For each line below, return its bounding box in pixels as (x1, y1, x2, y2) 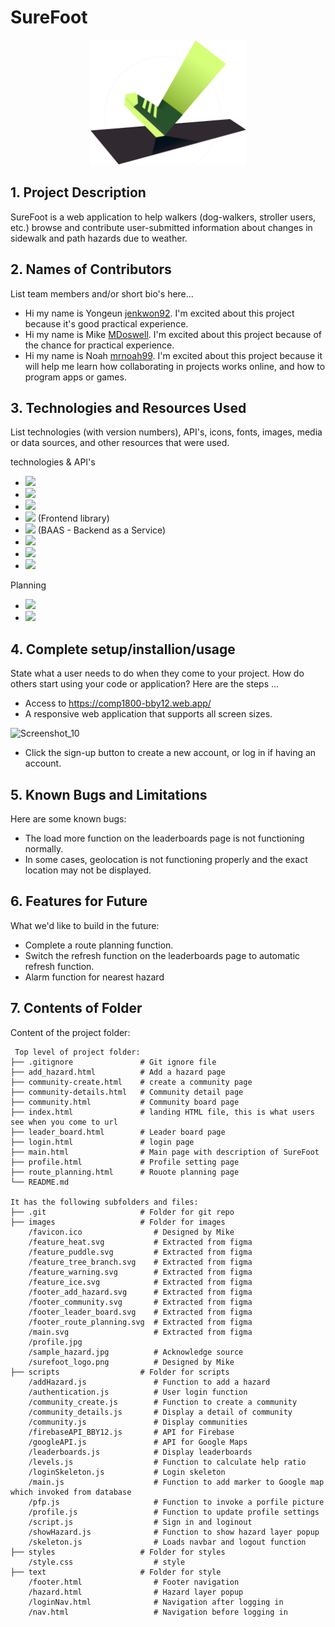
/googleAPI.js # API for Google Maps (28, 1437, 248, 1447)
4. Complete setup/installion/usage (10, 641, 236, 658)
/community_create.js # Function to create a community (28, 1397, 298, 1407)
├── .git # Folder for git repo (10, 1207, 235, 1217)
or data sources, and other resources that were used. (10, 437, 230, 449)
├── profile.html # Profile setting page (10, 1157, 240, 1167)
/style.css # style (28, 1557, 186, 1567)
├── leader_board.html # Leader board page (10, 1127, 226, 1137)
